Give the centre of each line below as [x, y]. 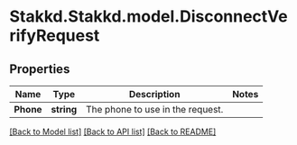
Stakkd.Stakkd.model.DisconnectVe [148, 17]
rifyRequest [55, 36]
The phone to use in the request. [154, 109]
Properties [40, 69]
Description [154, 94]
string [64, 109]
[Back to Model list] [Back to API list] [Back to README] [113, 131]
